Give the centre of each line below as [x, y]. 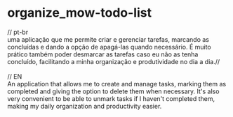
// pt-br [18, 32]
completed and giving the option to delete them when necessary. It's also [113, 91]
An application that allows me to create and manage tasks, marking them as [117, 84]
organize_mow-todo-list [80, 13]
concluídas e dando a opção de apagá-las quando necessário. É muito [109, 47]
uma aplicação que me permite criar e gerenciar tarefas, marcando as [108, 39]
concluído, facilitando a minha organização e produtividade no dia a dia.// [114, 61]
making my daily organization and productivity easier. [85, 106]
